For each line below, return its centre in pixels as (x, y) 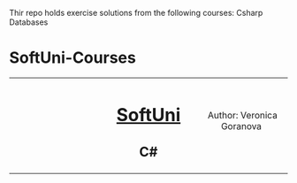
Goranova (241, 126)
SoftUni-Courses (73, 58)
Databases (29, 22)
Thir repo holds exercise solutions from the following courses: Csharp (136, 13)
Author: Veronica (243, 116)
